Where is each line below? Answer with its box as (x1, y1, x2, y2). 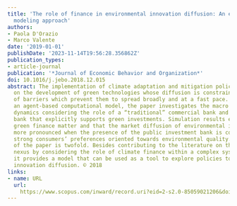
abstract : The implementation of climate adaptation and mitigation (7, 83, 213, 90)
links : (7, 168, 27, 176)
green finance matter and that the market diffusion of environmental (13, 122, 226, 130)
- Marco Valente (7, 37, 55, 44)
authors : (7, 23, 33, 30)
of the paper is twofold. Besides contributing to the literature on (13, 142, 222, 149)
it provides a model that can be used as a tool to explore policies (13, 155, 222, 163)
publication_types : (7, 57, 65, 64)
